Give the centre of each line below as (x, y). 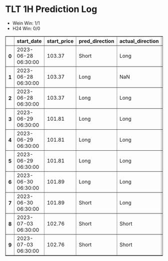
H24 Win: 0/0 (26, 28)
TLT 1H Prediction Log (51, 9)
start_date (29, 41)
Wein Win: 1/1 (26, 23)
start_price (60, 41)
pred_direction (96, 41)
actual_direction (139, 41)
